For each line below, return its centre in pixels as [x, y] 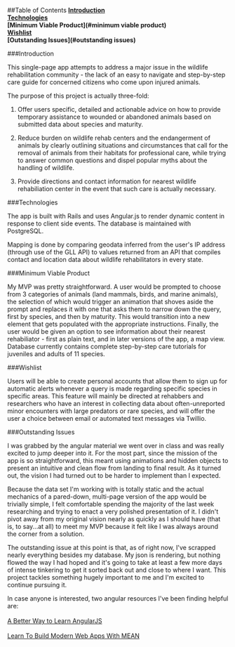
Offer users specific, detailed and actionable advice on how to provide [119, 109]
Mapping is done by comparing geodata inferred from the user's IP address [116, 244]
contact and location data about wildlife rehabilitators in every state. [105, 260]
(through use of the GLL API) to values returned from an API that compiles [114, 252]
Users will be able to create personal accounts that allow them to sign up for [117, 381]
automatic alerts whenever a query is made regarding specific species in [112, 388]
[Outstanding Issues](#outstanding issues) [72, 40]
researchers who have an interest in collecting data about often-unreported [116, 404]
